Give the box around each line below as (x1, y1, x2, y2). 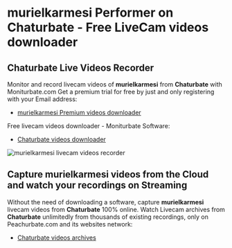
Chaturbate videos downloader (17, 135, 106, 143)
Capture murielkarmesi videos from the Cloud (7, 168, 209, 181)
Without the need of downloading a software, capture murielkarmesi (7, 197, 204, 206)
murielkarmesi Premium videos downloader (17, 109, 142, 116)
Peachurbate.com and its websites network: (7, 220, 133, 228)
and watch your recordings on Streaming (7, 179, 188, 191)
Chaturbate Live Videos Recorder (7, 62, 154, 73)
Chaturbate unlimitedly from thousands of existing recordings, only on (7, 213, 209, 221)
